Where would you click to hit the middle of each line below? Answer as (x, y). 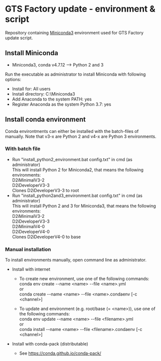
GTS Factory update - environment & (80, 9)
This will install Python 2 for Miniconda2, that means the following (78, 170)
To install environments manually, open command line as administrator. (76, 260)
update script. (19, 38)
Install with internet (31, 269)
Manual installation (28, 249)
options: (13, 79)
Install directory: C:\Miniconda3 (43, 94)
